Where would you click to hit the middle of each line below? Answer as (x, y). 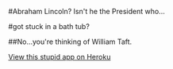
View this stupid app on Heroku (60, 57)
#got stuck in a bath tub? (49, 26)
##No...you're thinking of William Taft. (70, 42)
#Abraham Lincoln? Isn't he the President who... (86, 11)
